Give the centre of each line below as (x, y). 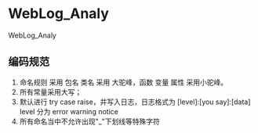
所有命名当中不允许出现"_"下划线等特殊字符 (90, 121)
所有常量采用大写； (51, 92)
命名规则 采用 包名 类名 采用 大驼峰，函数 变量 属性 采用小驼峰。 (124, 82)
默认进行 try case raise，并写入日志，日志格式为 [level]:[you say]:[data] (135, 102)
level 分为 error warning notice (69, 111)
